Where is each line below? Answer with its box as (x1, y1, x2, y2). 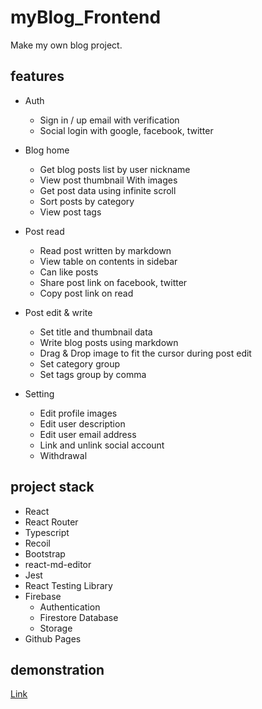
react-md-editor (24, 558, 92, 570)
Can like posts (39, 266, 99, 278)
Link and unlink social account (39, 439, 165, 451)
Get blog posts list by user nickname (39, 163, 191, 175)
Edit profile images (39, 407, 118, 419)
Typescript (24, 526, 70, 538)
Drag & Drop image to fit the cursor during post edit (39, 347, 252, 359)
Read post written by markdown (39, 244, 172, 256)
